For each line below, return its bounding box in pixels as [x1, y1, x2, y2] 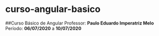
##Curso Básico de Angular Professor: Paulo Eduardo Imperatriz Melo [5, 20, 154, 26]
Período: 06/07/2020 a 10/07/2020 [5, 25, 82, 31]
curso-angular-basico [5, 3, 101, 15]
